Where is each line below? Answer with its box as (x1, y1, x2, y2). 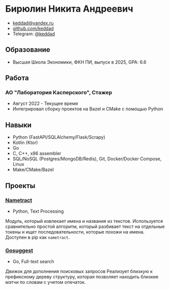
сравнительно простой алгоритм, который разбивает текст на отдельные (5, 223, 165, 229)
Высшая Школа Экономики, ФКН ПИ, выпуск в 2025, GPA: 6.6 (12, 59, 147, 65)
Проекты (5, 181, 36, 190)
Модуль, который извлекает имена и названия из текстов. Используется (5, 218, 163, 224)
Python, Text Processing (12, 208, 64, 214)
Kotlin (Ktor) (12, 139, 38, 146)
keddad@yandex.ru (12, 20, 54, 26)
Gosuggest (5, 247, 33, 254)
